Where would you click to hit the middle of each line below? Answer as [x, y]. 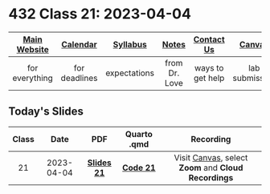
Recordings [211, 177]
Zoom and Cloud [211, 168]
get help [209, 78]
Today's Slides [46, 112]
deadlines [79, 78]
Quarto [139, 134]
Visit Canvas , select [211, 157]
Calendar [80, 44]
